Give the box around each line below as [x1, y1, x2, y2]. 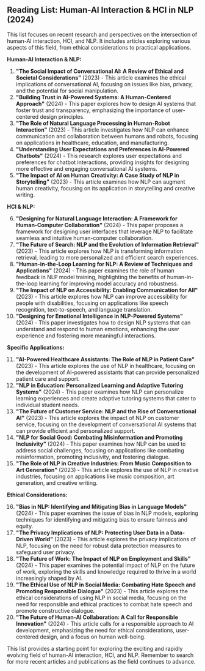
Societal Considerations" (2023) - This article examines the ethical [15, 73, 187, 81]
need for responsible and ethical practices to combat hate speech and [15, 600, 193, 608]
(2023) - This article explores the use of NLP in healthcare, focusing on [15, 362, 196, 369]
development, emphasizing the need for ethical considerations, [15, 626, 174, 634]
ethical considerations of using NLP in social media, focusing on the [15, 594, 187, 601]
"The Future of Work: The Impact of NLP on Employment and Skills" [15, 555, 191, 562]
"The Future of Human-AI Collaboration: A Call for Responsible [15, 613, 179, 621]
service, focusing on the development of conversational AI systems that [15, 421, 197, 428]
